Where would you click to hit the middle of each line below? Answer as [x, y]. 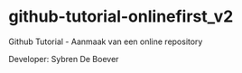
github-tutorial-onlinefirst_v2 [121, 17]
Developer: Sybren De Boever [64, 59]
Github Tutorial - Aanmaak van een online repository [106, 41]
